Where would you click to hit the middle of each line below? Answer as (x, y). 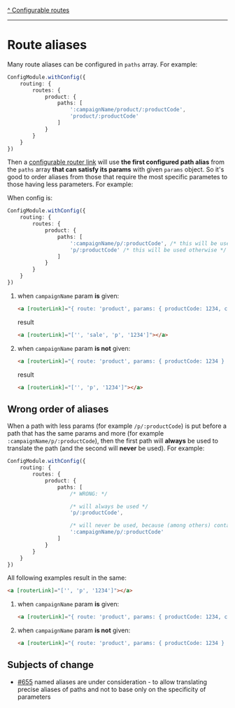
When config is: (30, 198)
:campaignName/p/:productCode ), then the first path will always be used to (113, 441)
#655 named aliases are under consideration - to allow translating (112, 681)
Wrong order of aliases (58, 409)
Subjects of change (51, 665)
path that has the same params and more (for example (86, 433)
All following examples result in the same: (67, 578)
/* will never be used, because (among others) (140, 526)
